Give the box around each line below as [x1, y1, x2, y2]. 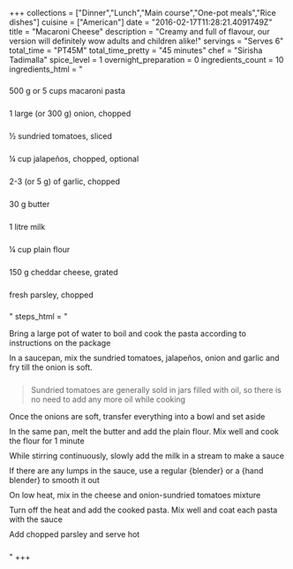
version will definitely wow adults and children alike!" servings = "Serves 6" [9, 35, 284, 46]
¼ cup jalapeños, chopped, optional [9, 154, 139, 164]
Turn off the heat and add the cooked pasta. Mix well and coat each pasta [9, 504, 278, 515]
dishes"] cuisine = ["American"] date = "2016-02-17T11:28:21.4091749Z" [9, 17, 273, 27]
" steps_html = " [9, 311, 68, 321]
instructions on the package [9, 338, 111, 348]
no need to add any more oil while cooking [30, 394, 186, 404]
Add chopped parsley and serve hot [9, 529, 140, 539]
